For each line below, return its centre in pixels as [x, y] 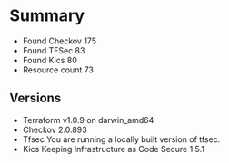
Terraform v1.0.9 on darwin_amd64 [88, 120]
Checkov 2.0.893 [55, 129]
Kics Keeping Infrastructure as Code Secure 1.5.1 [113, 149]
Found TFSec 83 [54, 50]
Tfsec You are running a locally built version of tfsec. [121, 139]
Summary [47, 16]
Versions [35, 98]
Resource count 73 [58, 70]
